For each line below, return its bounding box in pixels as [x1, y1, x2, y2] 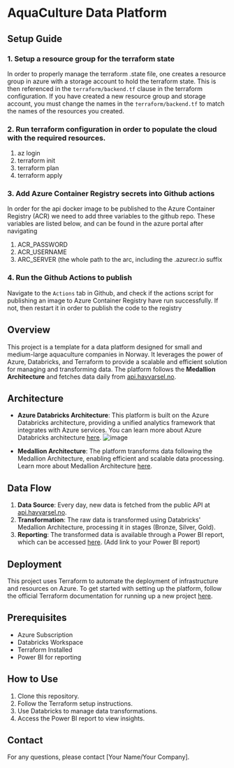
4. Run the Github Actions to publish [7, 273, 133, 283]
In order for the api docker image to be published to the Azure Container [7, 204, 215, 213]
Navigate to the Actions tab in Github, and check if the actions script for [7, 288, 214, 297]
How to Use [7, 673, 59, 685]
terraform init [17, 156, 56, 165]
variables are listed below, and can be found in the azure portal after [7, 219, 204, 228]
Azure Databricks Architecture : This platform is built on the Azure [17, 411, 210, 419]
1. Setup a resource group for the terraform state [7, 54, 175, 64]
